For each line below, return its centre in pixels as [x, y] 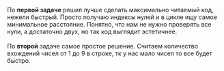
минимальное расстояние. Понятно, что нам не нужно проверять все [109, 24]
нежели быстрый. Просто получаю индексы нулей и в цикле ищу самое [112, 17]
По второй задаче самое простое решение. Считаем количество [103, 46]
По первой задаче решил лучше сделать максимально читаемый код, [110, 10]
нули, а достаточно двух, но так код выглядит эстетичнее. [92, 31]
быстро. [19, 60]
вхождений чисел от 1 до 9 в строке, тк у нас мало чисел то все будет [110, 53]
